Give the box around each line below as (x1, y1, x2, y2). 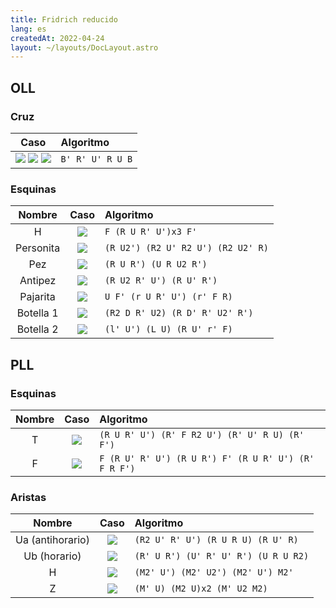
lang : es (10, 24, 47, 34)
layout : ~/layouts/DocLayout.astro (10, 42, 159, 53)
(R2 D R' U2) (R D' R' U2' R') (104, 307, 254, 319)
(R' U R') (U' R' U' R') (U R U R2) (134, 551, 310, 562)
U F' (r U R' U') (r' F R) (104, 291, 233, 303)
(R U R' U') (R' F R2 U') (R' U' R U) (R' (99, 429, 305, 440)
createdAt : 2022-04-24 (10, 33, 105, 43)
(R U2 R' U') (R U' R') (104, 275, 218, 286)
